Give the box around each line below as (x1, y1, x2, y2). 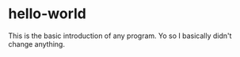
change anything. (8, 39, 66, 48)
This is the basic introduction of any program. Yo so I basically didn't (8, 31, 232, 40)
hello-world (8, 5, 87, 23)
